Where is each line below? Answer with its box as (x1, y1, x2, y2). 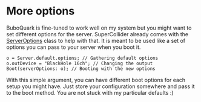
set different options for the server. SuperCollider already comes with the (6, 30, 189, 37)
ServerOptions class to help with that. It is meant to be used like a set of (6, 37, 186, 44)
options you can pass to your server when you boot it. (6, 43, 141, 51)
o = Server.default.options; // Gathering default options (6, 55, 159, 61)
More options (6, 4, 75, 18)
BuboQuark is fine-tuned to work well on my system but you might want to (6, 24, 192, 31)
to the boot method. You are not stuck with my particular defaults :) (6, 89, 174, 96)
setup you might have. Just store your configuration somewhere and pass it (6, 83, 195, 90)
